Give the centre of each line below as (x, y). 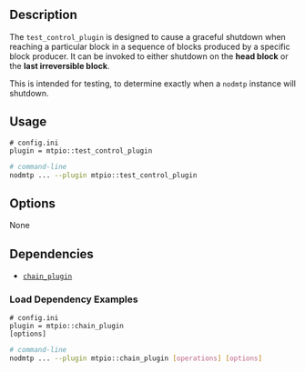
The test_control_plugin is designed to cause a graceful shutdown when (148, 36)
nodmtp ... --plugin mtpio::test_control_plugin (103, 175)
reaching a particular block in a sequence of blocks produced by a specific (150, 46)
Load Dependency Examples (74, 299)
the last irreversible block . (60, 65)
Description (43, 15)
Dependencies (51, 254)
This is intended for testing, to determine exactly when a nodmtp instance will (152, 83)
